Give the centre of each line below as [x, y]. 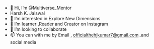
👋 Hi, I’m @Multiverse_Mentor [41, 8]
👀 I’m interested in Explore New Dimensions [55, 18]
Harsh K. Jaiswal [27, 13]
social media [23, 42]
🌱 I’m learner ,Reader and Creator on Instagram [59, 24]
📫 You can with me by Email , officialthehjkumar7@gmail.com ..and [80, 35]
